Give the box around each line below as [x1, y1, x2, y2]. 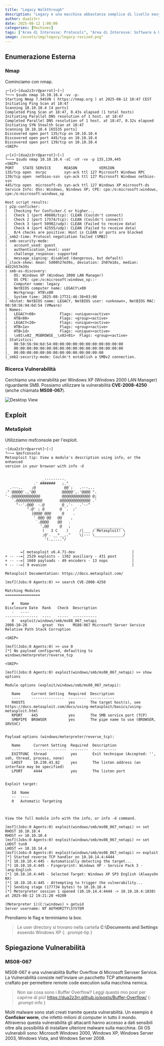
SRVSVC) [5, 721, 21, 726]
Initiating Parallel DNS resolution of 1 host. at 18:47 [5, 114, 123, 119]
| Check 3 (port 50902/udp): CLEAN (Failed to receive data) [5, 221, 137, 226]
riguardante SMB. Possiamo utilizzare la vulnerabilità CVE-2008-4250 [5, 382, 147, 388]
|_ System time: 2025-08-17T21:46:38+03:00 [5, 294, 97, 299]
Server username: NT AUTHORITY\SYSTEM [5, 906, 84, 911]
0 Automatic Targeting [11, 799, 62, 804]
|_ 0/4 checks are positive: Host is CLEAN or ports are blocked [5, 230, 143, 235]
